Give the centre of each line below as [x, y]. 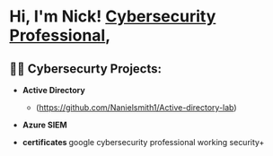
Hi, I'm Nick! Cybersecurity [113, 17]
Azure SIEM [44, 125]
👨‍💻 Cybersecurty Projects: [86, 69]
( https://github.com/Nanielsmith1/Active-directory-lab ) [136, 108]
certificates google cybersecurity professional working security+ [143, 142]
